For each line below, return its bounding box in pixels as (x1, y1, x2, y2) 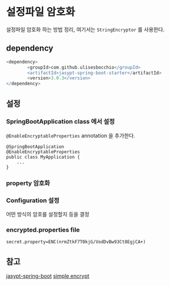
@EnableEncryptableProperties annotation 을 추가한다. (6, 132, 135, 139)
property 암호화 (6, 179, 50, 187)
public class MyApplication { (6, 154, 81, 160)
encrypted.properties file (6, 226, 81, 234)
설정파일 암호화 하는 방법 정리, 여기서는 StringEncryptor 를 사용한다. (6, 26, 165, 33)
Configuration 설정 (6, 196, 60, 204)
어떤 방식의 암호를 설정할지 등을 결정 (6, 211, 89, 218)
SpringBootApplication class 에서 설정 (6, 118, 115, 126)
